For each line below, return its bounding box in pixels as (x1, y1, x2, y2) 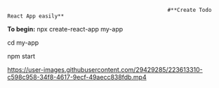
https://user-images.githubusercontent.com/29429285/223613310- (7, 66, 203, 73)
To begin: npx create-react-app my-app (7, 25, 124, 33)
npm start (7, 52, 36, 60)
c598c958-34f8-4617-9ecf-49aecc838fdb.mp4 (7, 73, 147, 81)
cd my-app (7, 38, 39, 47)
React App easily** (7, 13, 65, 20)
